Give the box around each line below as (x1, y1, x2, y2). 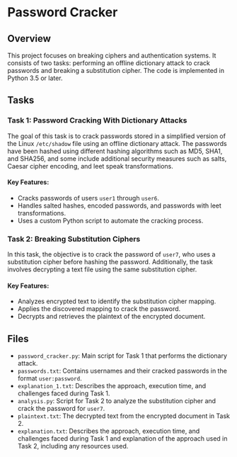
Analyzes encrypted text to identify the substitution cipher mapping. (17, 297, 216, 305)
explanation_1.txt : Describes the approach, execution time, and (17, 382, 207, 390)
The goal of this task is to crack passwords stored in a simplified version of (7, 132, 226, 140)
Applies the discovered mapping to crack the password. (17, 305, 181, 313)
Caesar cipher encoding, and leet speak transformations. (7, 162, 173, 170)
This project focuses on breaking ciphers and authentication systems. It (7, 51, 216, 60)
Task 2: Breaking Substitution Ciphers (7, 234, 141, 244)
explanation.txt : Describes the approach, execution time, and (17, 427, 200, 436)
